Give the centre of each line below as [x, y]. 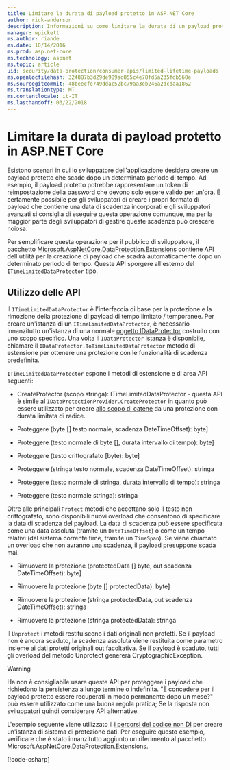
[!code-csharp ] [28, 759]
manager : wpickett [33, 33]
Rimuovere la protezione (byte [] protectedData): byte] [93, 586]
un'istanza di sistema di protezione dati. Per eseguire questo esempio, [106, 732]
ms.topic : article [33, 64]
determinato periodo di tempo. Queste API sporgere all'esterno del [101, 263]
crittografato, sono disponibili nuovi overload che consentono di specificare [114, 516]
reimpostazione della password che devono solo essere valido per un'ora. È [114, 192]
